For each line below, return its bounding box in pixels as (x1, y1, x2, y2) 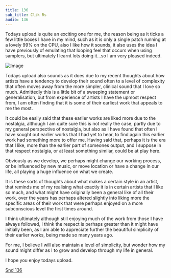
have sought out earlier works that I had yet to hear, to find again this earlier (5, 132, 165, 138)
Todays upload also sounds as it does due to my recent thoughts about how (5, 73, 165, 79)
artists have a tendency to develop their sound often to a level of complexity (5, 78, 165, 84)
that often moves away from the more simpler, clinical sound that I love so (5, 83, 161, 90)
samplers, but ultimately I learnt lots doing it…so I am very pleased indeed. (5, 53, 162, 59)
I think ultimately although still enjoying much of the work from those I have (5, 216, 163, 222)
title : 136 (5, 7, 29, 13)
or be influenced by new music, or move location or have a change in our (5, 163, 159, 169)
